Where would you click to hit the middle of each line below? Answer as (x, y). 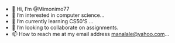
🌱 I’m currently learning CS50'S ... (52, 21)
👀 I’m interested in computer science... (58, 15)
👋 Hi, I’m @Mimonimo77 (40, 9)
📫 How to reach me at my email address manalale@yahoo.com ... (90, 34)
